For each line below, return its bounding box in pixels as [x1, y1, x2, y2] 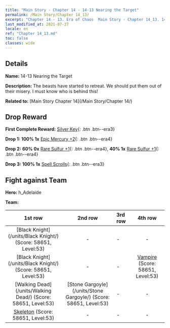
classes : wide [5, 41, 35, 46]
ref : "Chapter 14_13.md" [5, 31, 58, 36]
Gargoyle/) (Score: [65, 293, 110, 301]
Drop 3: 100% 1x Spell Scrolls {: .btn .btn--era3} [5, 161, 105, 167]
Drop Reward [5, 112, 47, 121]
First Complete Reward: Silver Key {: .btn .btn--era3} [5, 126, 115, 132]
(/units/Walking [15, 287, 52, 294]
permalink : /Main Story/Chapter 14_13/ [5, 12, 90, 17]
